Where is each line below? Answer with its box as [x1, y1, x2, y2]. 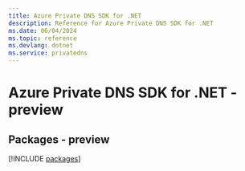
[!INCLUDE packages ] [8, 154, 81, 163]
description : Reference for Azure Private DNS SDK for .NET [8, 19, 214, 27]
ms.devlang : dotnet [8, 42, 74, 50]
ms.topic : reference [8, 34, 78, 43]
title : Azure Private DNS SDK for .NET [8, 11, 142, 20]
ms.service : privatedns [8, 49, 88, 57]
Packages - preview [8, 132, 110, 146]
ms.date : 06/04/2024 [8, 26, 78, 35]
